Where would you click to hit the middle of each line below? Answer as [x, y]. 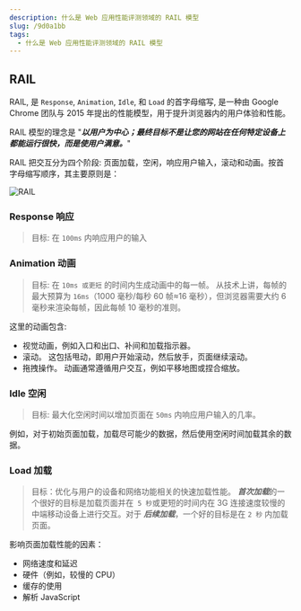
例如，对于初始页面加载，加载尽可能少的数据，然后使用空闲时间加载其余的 [146, 433]
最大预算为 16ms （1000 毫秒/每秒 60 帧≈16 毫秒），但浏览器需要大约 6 [159, 296]
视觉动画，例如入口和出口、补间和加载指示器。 [108, 345]
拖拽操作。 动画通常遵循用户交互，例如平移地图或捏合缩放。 [133, 367]
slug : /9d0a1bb [38, 26]
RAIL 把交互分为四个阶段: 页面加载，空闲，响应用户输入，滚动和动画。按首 [147, 163]
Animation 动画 [43, 263]
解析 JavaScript [51, 598]
